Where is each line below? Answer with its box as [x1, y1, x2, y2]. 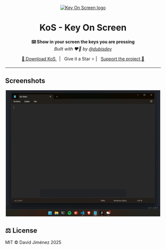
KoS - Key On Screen [39, 22, 127, 33]
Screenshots [5, 77, 45, 85]
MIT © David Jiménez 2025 [5, 240, 62, 246]
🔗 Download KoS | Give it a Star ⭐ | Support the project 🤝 [21, 56, 145, 62]
